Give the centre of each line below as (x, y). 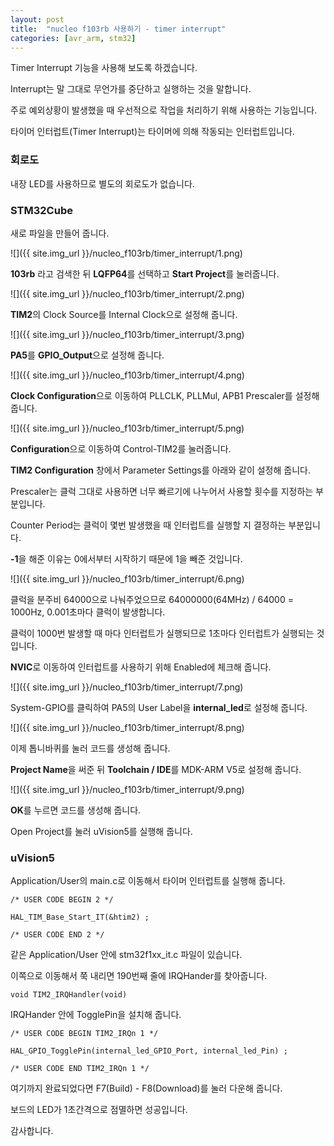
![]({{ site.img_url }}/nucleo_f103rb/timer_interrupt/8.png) (127, 727)
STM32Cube (41, 210)
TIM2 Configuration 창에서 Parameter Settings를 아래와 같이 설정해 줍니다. (160, 470)
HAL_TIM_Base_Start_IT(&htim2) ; (80, 917)
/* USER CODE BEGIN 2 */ (62, 900)
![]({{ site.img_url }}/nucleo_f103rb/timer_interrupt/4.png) (127, 375)
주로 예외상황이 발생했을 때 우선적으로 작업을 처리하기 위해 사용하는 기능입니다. (164, 110)
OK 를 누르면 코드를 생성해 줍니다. (76, 810)
